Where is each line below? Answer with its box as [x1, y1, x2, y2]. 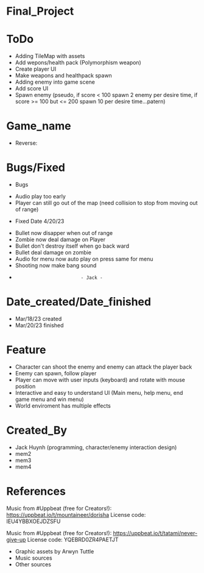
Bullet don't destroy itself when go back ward [15, 242, 130, 250]
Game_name [6, 119, 71, 133]
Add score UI [15, 85, 49, 92]
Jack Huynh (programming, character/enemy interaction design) [15, 444, 177, 451]
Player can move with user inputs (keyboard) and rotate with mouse [15, 376, 186, 383]
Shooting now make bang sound [15, 262, 97, 269]
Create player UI [15, 65, 57, 73]
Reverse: [15, 139, 38, 147]
